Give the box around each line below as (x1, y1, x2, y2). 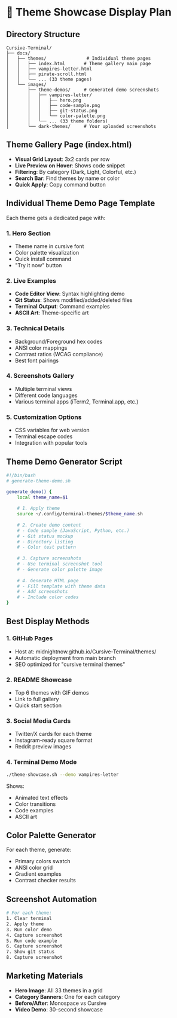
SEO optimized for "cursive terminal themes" (14, 661, 126, 668)
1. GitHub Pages (6, 634, 53, 643)
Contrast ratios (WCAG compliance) (14, 350, 103, 357)
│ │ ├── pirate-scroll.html (6, 71, 87, 77)
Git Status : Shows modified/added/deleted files (14, 296, 133, 304)
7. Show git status (6, 949, 55, 955)
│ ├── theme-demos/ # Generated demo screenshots (6, 87, 160, 93)
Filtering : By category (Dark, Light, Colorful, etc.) (14, 168, 136, 175)
